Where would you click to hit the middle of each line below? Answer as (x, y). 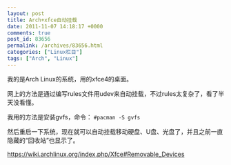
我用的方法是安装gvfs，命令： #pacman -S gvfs (74, 117)
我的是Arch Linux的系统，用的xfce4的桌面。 (70, 79)
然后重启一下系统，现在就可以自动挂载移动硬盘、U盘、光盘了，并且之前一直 (115, 131)
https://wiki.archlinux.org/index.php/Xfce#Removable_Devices (96, 154)
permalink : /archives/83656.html (55, 46)
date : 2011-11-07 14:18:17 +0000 (55, 26)
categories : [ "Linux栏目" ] (45, 52)
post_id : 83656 (29, 39)
